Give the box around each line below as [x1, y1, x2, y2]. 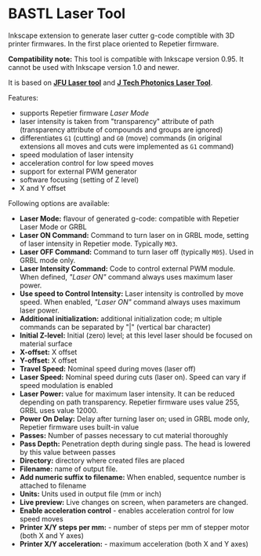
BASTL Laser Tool [8, 5, 126, 23]
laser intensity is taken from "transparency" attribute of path [19, 116, 214, 126]
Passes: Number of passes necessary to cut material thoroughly [19, 430, 229, 440]
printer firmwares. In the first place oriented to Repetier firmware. [8, 38, 219, 48]
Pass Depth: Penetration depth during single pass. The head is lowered [19, 439, 251, 448]
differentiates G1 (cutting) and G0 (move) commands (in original [19, 133, 222, 142]
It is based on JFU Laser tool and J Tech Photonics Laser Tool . [8, 78, 213, 87]
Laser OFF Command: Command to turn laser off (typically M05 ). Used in [19, 247, 254, 256]
